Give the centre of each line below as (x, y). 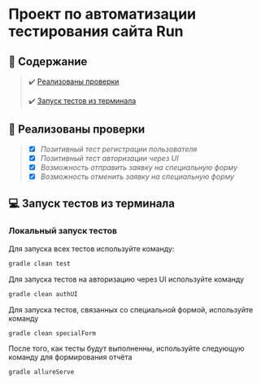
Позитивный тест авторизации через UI (109, 158)
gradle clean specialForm (52, 333)
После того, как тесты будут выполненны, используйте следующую (126, 349)
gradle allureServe (41, 372)
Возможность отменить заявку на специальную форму (137, 177)
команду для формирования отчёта (70, 357)
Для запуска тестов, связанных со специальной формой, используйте (131, 309)
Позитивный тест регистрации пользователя (119, 149)
